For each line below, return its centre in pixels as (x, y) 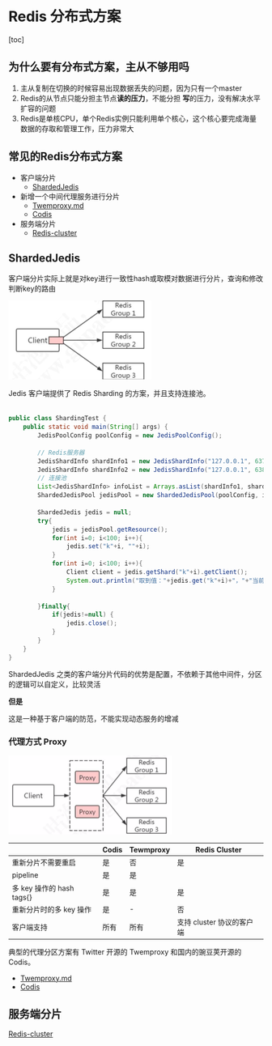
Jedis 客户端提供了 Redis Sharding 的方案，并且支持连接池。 (109, 393)
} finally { (54, 606)
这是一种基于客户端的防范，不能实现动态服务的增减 (93, 718)
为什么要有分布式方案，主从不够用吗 (99, 67)
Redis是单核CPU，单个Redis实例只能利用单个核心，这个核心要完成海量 (138, 118)
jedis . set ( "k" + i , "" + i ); (108, 546)
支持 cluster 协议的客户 (215, 922)
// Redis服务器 (61, 453)
